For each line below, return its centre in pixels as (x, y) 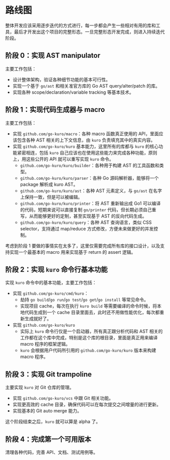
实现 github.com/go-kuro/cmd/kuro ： (51, 293)
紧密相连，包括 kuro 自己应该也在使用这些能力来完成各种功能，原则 (87, 152)
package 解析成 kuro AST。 (49, 184)
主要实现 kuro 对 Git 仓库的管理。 (40, 388)
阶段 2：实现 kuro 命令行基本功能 (56, 269)
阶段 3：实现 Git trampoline (49, 374)
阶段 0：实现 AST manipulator (53, 55)
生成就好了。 (38, 319)
